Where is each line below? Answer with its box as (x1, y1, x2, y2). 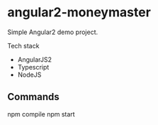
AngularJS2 (17, 55, 52, 64)
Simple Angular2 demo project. (7, 28, 98, 36)
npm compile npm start (7, 109, 76, 118)
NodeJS (17, 70, 42, 79)
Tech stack (7, 41, 40, 50)
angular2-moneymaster (7, 4, 151, 21)
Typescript (17, 62, 50, 71)
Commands (7, 91, 60, 103)
